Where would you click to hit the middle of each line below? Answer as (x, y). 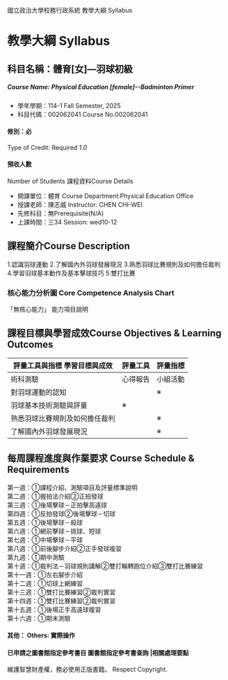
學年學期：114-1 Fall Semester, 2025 (69, 105)
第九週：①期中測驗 (36, 557)
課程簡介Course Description (68, 246)
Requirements (38, 470)
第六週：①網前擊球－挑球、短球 (54, 531)
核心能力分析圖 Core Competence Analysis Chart (91, 293)
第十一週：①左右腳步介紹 (45, 575)
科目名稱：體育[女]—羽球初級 (70, 69)
